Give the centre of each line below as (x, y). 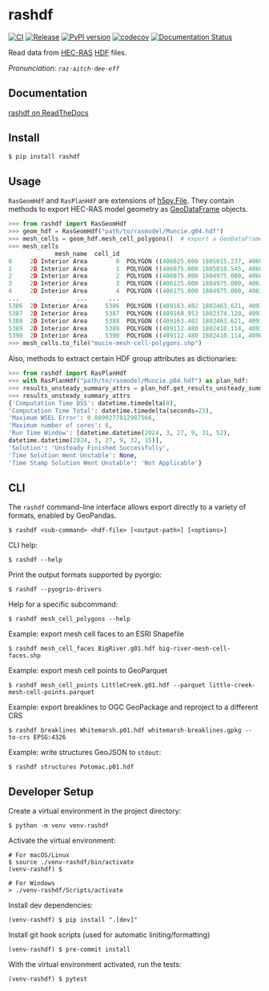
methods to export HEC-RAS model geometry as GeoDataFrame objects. (128, 209)
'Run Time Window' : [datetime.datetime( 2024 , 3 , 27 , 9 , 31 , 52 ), (119, 433)
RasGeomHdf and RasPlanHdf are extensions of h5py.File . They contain (121, 201)
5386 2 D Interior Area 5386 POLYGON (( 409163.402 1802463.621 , (127, 306)
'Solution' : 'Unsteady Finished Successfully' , (89, 448)
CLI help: (23, 545)
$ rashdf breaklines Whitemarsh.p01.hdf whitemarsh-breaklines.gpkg (125, 731)
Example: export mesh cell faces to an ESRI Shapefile (96, 634)
